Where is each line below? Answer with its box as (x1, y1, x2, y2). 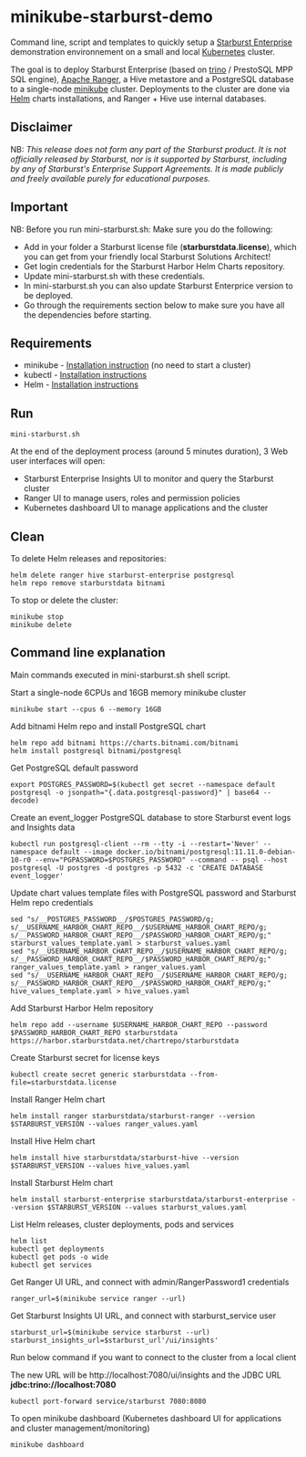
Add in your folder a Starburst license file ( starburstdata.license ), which (23, 241, 297, 252)
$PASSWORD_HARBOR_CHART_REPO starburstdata (10, 1028, 178, 1037)
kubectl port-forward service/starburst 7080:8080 (10, 1397, 207, 1406)
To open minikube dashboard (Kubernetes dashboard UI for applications (10, 1412, 281, 1423)
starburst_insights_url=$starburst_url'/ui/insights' (10, 1336, 219, 1345)
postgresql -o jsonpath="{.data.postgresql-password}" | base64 (10, 788, 260, 797)
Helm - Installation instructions (23, 379, 139, 390)
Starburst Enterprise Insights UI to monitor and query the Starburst (23, 473, 274, 485)
